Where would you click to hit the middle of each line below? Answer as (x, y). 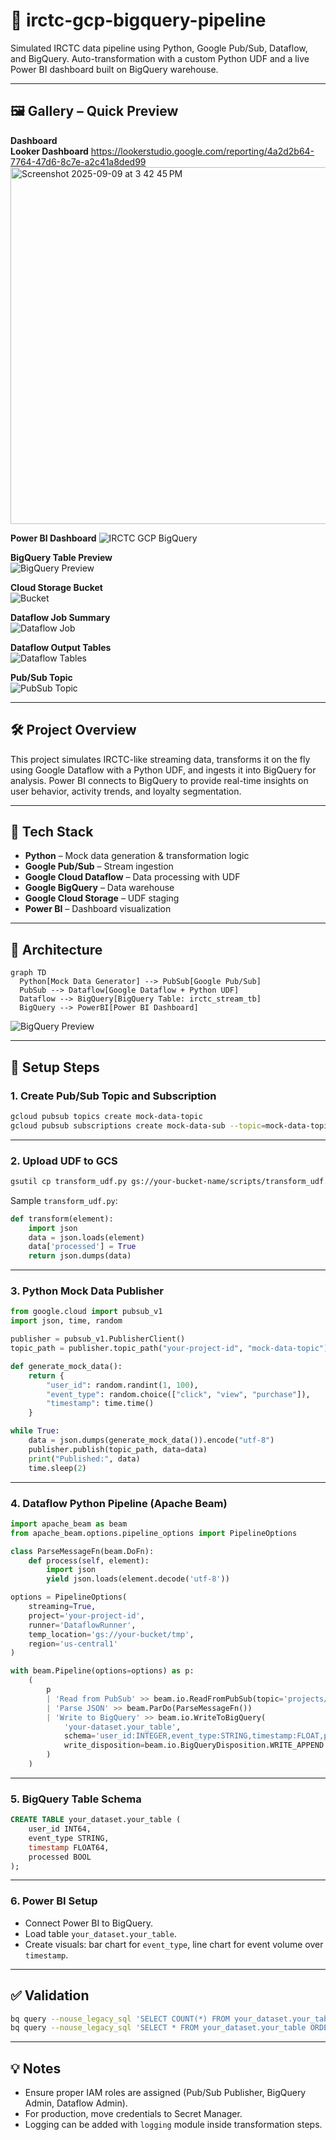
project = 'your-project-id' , (86, 1615)
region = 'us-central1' (73, 1644)
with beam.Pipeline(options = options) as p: (102, 1671)
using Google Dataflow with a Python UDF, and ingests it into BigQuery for (163, 770)
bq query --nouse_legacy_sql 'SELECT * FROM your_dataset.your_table (158, 2028)
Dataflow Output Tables (61, 647)
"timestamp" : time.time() (100, 1404)
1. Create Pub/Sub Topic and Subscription (113, 1096)
